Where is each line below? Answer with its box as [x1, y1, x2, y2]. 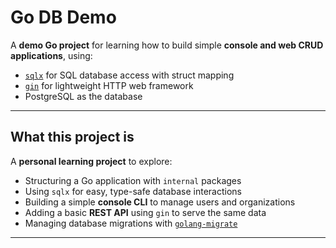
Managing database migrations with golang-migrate [24, 217, 238, 229]
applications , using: [10, 49, 93, 61]
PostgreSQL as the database [24, 90, 143, 102]
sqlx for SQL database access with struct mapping [24, 69, 235, 81]
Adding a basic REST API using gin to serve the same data [24, 206, 267, 218]
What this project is [10, 129, 135, 146]
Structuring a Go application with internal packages [24, 174, 242, 186]
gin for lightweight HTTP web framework [24, 79, 194, 91]
